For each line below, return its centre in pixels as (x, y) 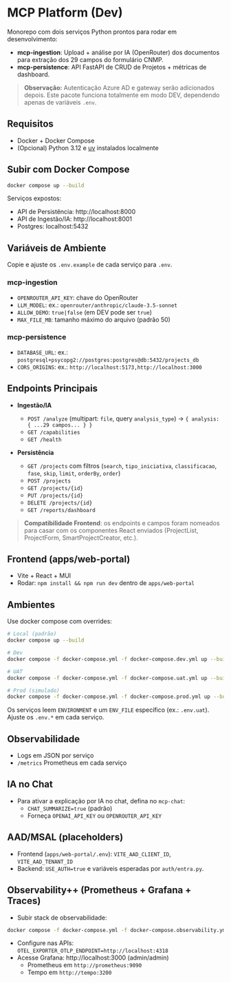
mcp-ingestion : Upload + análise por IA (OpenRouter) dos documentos (118, 52)
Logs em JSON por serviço (55, 756)
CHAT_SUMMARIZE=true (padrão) (70, 808)
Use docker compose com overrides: (59, 622)
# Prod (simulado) (33, 690)
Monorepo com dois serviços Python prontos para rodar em (92, 32)
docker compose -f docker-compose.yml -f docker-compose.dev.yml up (107, 659)
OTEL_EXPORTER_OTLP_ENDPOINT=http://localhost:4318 (92, 951)
